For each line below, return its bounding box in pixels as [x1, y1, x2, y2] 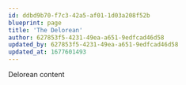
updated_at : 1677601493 [8, 48, 87, 56]
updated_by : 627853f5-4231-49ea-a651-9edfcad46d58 [8, 41, 179, 49]
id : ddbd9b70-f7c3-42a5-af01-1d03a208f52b [8, 11, 150, 20]
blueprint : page [8, 19, 62, 27]
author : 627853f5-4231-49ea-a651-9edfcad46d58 [8, 33, 165, 42]
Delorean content [8, 70, 65, 79]
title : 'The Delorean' [8, 26, 83, 34]
